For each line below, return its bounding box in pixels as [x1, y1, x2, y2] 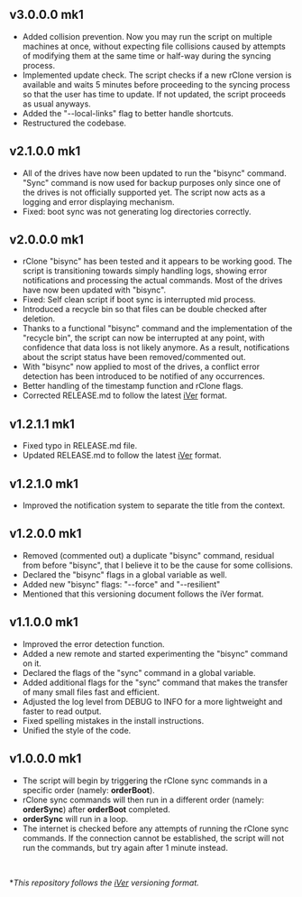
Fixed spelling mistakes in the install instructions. [22, 715, 205, 726]
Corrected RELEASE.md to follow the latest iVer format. [22, 390, 227, 401]
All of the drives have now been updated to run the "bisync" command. [22, 167, 287, 179]
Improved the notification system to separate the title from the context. [22, 500, 286, 511]
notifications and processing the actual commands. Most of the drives [22, 275, 283, 286]
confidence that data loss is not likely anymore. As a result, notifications [22, 342, 290, 353]
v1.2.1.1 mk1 [9, 416, 75, 431]
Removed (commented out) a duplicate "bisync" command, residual [22, 550, 275, 560]
